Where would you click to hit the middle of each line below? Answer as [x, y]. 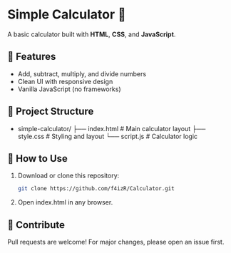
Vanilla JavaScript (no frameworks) [69, 89]
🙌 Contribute [36, 225]
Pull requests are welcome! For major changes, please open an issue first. [116, 242]
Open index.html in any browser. [65, 202]
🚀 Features [32, 57]
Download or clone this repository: [68, 176]
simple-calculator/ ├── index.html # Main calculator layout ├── [112, 128]
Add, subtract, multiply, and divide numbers [82, 73]
